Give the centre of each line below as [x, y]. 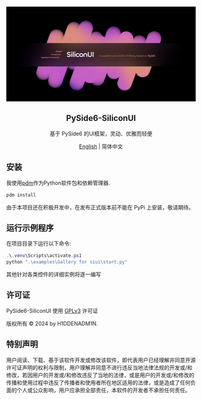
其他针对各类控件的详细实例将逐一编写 [54, 274]
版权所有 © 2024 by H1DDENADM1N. [52, 323]
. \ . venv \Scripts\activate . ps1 [44, 256]
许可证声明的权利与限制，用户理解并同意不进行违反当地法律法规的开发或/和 [99, 367]
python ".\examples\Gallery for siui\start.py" [67, 262]
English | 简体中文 [101, 146]
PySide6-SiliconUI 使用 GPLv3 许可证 [52, 311]
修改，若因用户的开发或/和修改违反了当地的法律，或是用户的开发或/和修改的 [100, 375]
